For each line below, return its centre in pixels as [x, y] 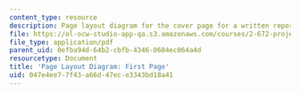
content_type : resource [54, 17]
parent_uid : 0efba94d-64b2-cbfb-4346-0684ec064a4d [105, 50]
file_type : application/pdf [62, 42]
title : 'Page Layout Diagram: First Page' [89, 67]
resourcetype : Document [54, 58]
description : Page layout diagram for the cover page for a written [139, 26]
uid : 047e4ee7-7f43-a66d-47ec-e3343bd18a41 [92, 75]
